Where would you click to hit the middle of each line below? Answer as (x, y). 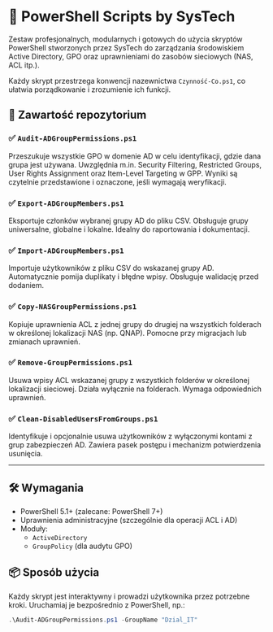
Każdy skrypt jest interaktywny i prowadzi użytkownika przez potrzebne (129, 596)
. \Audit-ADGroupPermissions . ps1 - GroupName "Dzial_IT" (103, 620)
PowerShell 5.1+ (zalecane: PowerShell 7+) (91, 511)
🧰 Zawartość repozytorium (78, 115)
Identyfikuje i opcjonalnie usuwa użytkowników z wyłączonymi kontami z (130, 436)
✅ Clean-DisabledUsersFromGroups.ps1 (83, 418)
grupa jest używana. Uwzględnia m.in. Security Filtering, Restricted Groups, (135, 164)
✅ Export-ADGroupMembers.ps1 (66, 203)
